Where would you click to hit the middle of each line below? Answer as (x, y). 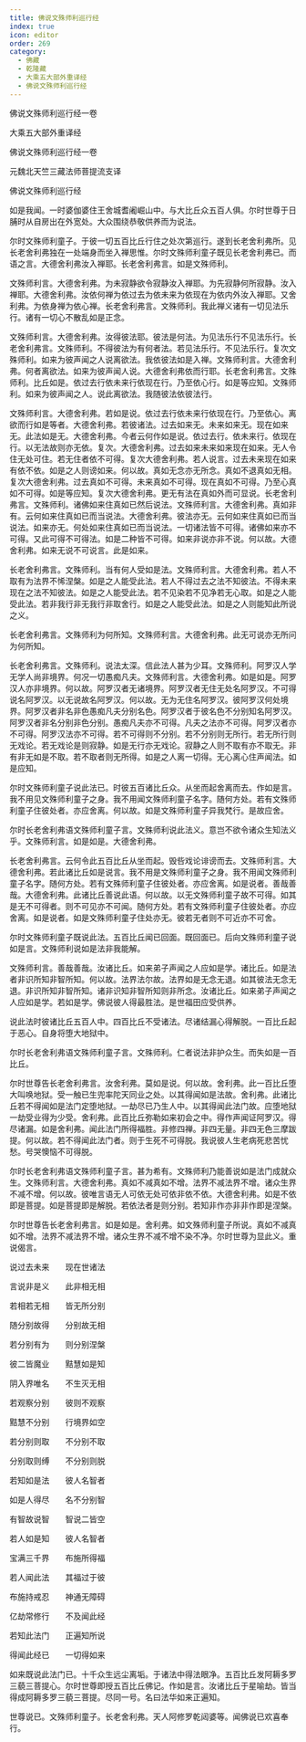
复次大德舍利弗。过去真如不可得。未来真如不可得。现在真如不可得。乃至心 (149, 481)
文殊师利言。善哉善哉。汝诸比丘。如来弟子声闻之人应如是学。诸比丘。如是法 (153, 968)
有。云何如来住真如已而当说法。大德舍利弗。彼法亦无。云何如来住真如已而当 (153, 516)
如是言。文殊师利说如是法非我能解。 (77, 948)
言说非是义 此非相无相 (57, 1286)
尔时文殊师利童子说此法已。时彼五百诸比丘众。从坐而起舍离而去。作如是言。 (153, 787)
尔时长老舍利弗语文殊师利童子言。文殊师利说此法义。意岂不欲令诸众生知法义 (153, 829)
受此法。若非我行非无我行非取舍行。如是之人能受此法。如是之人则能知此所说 (153, 603)
